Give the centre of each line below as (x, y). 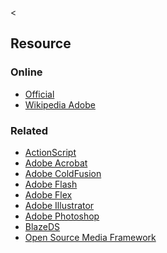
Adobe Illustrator (59, 205)
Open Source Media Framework (90, 237)
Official (39, 94)
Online (26, 72)
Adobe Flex (48, 194)
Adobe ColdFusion (63, 173)
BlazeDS (42, 226)
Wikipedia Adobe (60, 104)
